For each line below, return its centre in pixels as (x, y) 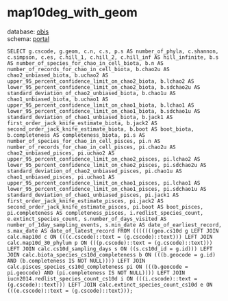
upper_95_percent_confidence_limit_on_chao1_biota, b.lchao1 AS (101, 105)
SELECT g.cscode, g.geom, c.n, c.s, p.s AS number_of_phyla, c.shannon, (113, 51)
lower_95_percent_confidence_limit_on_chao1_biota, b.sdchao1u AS (104, 111)
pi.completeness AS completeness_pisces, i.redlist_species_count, (105, 213)
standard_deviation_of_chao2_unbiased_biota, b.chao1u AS (91, 93)
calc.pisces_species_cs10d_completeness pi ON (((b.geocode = (98, 267)
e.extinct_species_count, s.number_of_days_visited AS (87, 219)
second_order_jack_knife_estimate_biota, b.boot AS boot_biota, (101, 129)
